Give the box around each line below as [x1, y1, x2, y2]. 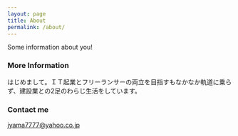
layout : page [7, 10, 46, 18]
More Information [7, 61, 69, 71]
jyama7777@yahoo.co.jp [7, 120, 81, 129]
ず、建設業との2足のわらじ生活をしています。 [7, 86, 141, 95]
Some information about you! [7, 43, 93, 52]
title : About [7, 17, 46, 24]
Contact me [7, 104, 49, 114]
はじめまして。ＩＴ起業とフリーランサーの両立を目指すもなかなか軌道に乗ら [7, 77, 232, 86]
